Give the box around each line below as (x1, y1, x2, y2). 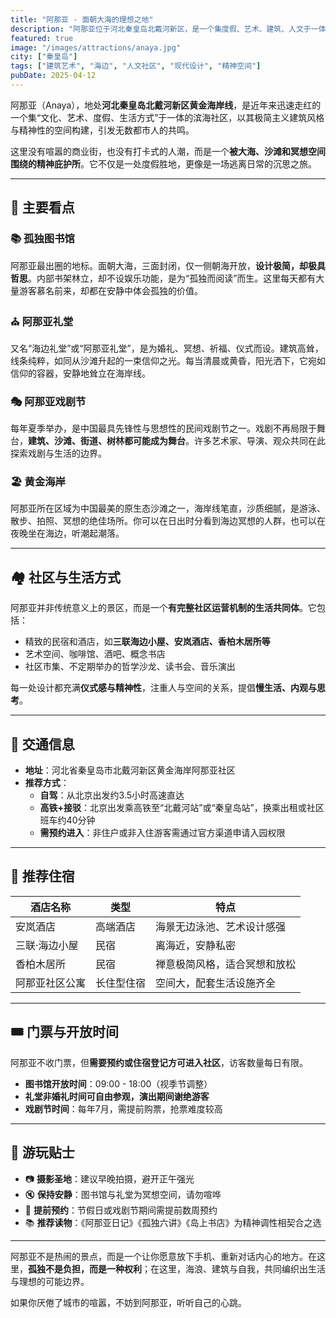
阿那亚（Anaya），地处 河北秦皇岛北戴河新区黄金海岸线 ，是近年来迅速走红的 (10, 99, 322, 111)
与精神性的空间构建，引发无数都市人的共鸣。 (10, 124, 195, 136)
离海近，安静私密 (155, 938, 237, 952)
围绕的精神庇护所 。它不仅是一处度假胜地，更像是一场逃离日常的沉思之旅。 (10, 157, 317, 170)
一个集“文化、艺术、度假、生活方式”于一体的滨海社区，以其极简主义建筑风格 (10, 111, 325, 123)
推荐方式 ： (24, 777, 70, 789)
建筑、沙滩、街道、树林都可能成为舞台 (28, 435, 186, 447)
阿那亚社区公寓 (15, 976, 87, 990)
